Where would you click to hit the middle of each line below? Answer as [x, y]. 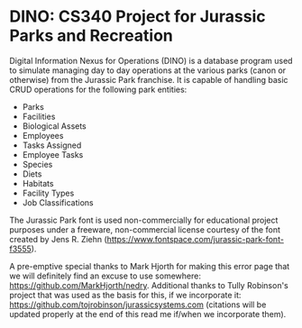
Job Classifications [58, 202]
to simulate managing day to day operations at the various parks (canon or [148, 70]
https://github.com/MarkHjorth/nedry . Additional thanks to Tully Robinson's [149, 285]
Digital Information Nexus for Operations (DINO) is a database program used [151, 60]
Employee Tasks [53, 154]
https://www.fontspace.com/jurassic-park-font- [195, 239]
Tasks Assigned [52, 145]
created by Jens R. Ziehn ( [59, 239]
